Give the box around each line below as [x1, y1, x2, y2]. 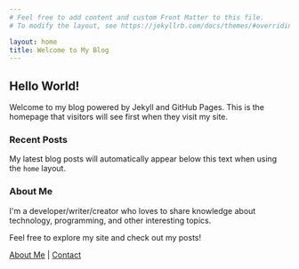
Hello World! [9, 78, 80, 93]
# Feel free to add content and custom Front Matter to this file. [9, 12, 265, 22]
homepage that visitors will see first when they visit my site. [9, 112, 229, 123]
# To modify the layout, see [9, 21, 117, 30]
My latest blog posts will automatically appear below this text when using [9, 154, 278, 164]
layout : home [9, 37, 58, 46]
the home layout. [9, 163, 67, 174]
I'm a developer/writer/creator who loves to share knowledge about [9, 205, 256, 216]
